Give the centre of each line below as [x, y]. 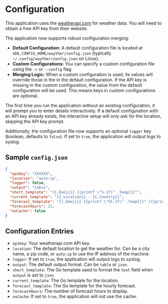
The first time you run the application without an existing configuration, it [80, 105]
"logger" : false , [28, 183]
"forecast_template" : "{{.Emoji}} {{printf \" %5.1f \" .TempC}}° [78, 201]
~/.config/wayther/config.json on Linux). [56, 58]
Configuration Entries [39, 231]
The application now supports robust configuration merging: [67, 38]
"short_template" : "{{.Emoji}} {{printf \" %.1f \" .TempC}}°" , [76, 192]
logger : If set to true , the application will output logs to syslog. [77, 259]
